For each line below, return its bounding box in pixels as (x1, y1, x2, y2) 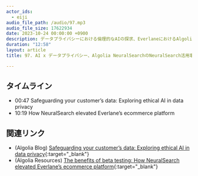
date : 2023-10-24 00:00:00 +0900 (6, 31, 88, 37)
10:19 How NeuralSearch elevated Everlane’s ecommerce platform (14, 110, 175, 117)
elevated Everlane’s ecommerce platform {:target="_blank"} (14, 163, 159, 170)
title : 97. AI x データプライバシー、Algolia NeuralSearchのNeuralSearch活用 (6, 53, 190, 58)
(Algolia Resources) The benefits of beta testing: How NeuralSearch (14, 157, 180, 164)
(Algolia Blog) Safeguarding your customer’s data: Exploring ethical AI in (14, 144, 190, 151)
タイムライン (6, 81, 52, 92)
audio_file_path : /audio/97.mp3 (6, 19, 85, 25)
